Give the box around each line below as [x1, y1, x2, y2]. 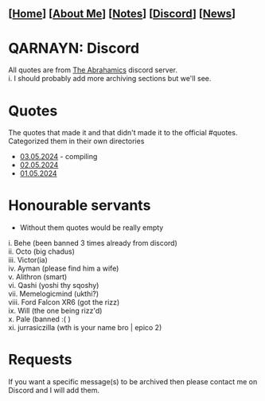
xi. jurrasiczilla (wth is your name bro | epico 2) [8, 323, 162, 333]
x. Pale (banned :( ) [8, 314, 71, 324]
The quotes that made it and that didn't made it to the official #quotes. [8, 128, 238, 138]
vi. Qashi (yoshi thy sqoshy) [8, 281, 99, 290]
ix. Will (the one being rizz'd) [8, 306, 103, 316]
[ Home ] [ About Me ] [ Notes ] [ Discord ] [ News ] [8, 7, 236, 21]
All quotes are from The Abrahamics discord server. [8, 65, 177, 75]
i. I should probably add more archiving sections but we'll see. [8, 74, 212, 84]
